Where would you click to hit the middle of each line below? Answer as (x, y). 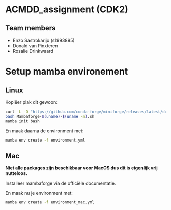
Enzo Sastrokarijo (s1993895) (44, 40)
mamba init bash (22, 121)
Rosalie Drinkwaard (33, 51)
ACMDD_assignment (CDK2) (67, 9)
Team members (31, 28)
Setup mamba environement (67, 72)
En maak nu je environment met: (39, 193)
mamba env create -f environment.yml (45, 140)
